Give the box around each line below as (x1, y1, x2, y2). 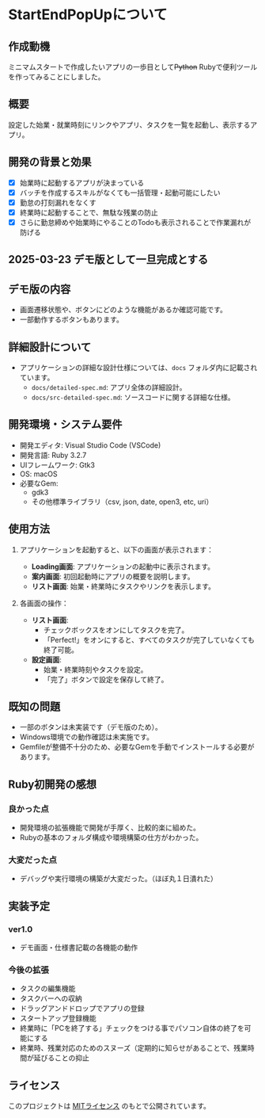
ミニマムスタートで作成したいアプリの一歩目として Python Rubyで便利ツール (8, 63, 258, 71)
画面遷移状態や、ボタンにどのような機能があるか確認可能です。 (19, 305, 227, 315)
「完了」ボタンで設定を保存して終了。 (43, 674, 168, 684)
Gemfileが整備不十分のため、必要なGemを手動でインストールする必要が (19, 742, 255, 752)
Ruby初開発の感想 (8, 777, 97, 791)
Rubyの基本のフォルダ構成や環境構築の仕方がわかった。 (19, 833, 203, 842)
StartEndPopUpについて (8, 6, 168, 24)
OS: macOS (19, 469, 58, 479)
